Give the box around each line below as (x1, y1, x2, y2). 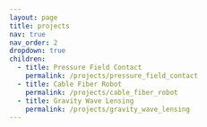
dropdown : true (9, 47, 66, 55)
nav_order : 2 (9, 38, 58, 47)
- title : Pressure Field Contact (17, 63, 142, 72)
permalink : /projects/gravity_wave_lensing (25, 105, 191, 114)
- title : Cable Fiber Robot (17, 80, 123, 89)
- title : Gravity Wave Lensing (17, 96, 134, 106)
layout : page (9, 13, 58, 22)
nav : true (9, 30, 47, 38)
